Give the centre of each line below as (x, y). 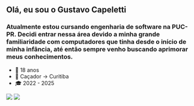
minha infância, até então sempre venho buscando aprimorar (97, 49)
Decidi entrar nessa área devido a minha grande (89, 34)
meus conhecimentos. (40, 57)
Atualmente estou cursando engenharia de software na (89, 27)
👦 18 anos (27, 70)
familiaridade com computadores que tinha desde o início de (96, 42)
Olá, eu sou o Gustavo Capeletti (66, 10)
